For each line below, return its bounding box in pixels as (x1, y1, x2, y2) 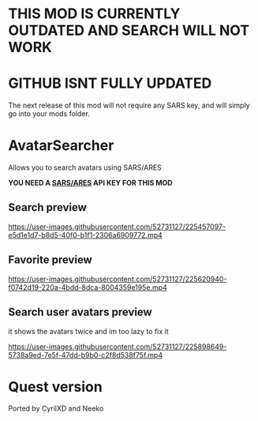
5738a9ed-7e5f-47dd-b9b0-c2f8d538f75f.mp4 (8, 350, 163, 359)
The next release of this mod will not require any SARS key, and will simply (8, 100, 250, 111)
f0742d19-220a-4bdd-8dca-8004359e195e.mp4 (8, 282, 167, 292)
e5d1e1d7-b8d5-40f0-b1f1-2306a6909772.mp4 (8, 230, 163, 239)
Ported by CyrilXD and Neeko (8, 404, 104, 413)
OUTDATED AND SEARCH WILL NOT (8, 21, 250, 39)
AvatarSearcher (8, 137, 114, 155)
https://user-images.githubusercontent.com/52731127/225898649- (8, 341, 227, 351)
